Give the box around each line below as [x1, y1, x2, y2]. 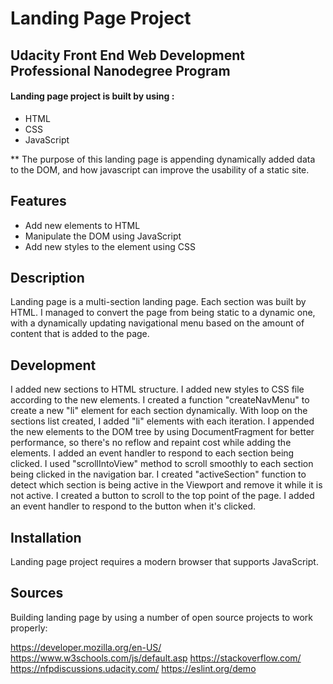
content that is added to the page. [10, 328, 150, 340]
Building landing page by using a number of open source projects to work [10, 611, 313, 623]
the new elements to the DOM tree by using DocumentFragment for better [10, 426, 315, 438]
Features [10, 193, 67, 210]
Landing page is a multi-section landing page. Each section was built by [10, 296, 307, 308]
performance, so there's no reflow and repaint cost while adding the [10, 437, 292, 449]
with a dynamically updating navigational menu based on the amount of [10, 317, 305, 329]
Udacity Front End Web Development [10, 47, 245, 64]
